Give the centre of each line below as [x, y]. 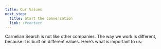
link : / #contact [26, 23]
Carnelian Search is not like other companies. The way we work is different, [81, 37]
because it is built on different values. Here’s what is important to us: [74, 42]
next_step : [16, 14]
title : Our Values [24, 9]
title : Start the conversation [41, 18]
